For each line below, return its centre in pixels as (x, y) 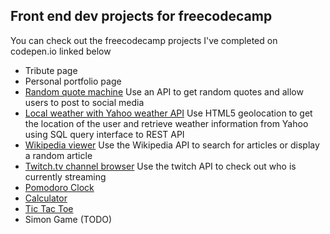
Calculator (46, 198)
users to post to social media (84, 102)
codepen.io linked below (61, 51)
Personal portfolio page (73, 81)
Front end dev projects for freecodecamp (141, 16)
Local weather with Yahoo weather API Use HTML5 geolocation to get (168, 113)
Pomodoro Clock (59, 187)
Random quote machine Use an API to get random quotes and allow (164, 91)
